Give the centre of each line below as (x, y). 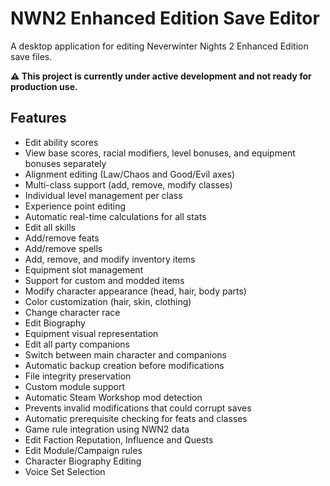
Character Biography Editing (83, 461)
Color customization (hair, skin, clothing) (108, 301)
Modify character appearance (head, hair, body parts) (135, 291)
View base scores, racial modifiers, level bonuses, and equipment (160, 153)
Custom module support (75, 386)
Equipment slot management (84, 269)
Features (38, 118)
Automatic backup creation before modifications (124, 365)
